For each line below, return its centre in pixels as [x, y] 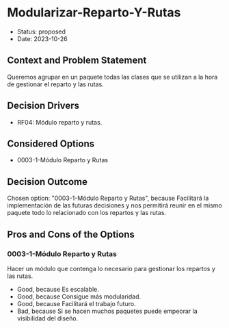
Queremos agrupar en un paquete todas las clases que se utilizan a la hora [112, 77]
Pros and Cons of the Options [71, 234]
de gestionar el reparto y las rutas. [55, 84]
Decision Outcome [47, 182]
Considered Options [51, 143]
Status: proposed [41, 31]
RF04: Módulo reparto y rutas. [59, 122]
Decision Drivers [43, 106]
